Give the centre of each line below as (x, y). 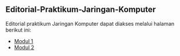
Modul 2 (24, 47)
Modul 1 (24, 41)
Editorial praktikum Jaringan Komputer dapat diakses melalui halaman (90, 23)
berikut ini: (19, 30)
